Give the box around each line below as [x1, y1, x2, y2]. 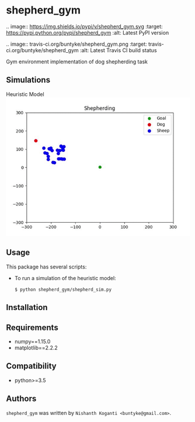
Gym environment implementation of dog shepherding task [6, 58, 148, 65]
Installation [6, 302, 48, 312]
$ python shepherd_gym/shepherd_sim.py [14, 287, 112, 292]
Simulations [6, 75, 51, 85]
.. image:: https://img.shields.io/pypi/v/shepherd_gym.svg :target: [6, 23, 163, 30]
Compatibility [6, 361, 57, 371]
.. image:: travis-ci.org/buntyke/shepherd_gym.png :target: [6, 40, 147, 47]
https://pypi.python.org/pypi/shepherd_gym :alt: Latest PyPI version [6, 29, 169, 36]
